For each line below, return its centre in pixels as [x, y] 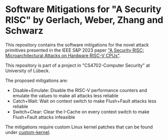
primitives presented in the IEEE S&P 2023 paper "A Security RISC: [75, 50]
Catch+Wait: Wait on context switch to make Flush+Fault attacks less [85, 101]
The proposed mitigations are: [37, 80]
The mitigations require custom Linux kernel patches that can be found [79, 127]
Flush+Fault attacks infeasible [44, 117]
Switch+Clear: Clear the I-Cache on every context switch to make [81, 112]
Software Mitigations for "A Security [83, 9]
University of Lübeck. [28, 71]
